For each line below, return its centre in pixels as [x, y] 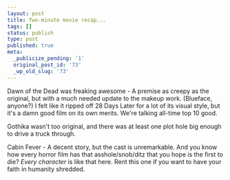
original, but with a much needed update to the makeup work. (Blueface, [109, 98]
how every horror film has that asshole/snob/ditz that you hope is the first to [115, 154]
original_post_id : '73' [47, 65]
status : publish [30, 33]
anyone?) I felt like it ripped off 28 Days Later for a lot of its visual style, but [114, 106]
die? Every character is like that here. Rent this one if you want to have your [114, 161]
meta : [15, 52]
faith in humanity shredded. [46, 169]
